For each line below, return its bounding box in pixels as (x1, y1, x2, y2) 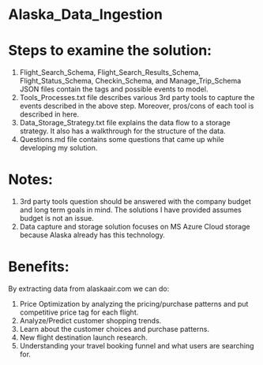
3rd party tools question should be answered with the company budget (19, 197, 251, 207)
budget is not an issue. (19, 214, 95, 223)
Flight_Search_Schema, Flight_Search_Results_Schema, (19, 68, 201, 77)
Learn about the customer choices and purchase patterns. (19, 325, 209, 333)
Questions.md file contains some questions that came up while (19, 135, 224, 144)
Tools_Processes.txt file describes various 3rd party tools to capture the (19, 93, 255, 102)
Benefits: (8, 258, 70, 276)
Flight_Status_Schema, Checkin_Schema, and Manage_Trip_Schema (19, 76, 242, 86)
